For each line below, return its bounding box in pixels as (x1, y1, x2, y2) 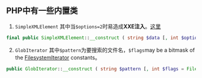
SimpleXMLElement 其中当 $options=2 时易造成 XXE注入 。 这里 (14, 23, 161, 30)
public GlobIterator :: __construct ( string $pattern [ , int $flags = (6, 65, 185, 72)
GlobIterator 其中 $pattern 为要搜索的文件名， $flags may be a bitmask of (14, 46, 195, 53)
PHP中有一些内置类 (6, 5, 78, 16)
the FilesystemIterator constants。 (14, 53, 100, 61)
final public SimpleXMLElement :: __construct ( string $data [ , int (6, 35, 179, 41)
